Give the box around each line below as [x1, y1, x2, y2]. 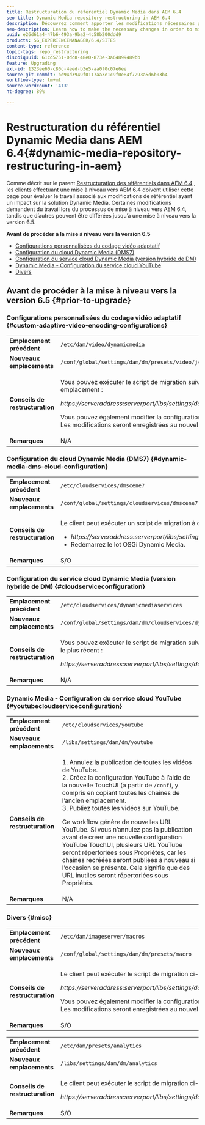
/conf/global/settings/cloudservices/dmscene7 [60, 500, 198, 506]
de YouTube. [62, 765, 98, 774]
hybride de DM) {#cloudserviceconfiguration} [6, 582, 146, 591]
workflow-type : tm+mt [6, 77, 62, 83]
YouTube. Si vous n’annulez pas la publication [62, 825, 193, 834]
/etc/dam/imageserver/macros [60, 933, 145, 940]
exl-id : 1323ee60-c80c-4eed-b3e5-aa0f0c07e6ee [6, 65, 127, 72]
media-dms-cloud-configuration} [6, 462, 109, 471]
